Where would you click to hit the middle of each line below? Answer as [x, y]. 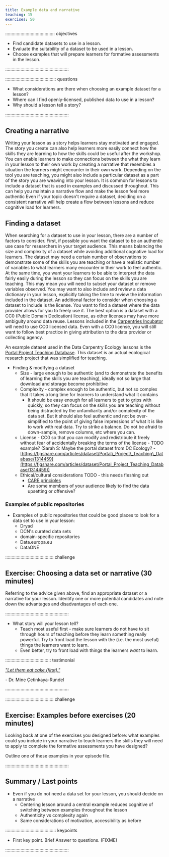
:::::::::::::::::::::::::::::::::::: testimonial [40, 660]
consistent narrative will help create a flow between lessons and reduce [80, 202]
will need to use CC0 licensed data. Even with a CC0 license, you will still [81, 327]
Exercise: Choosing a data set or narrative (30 [79, 573]
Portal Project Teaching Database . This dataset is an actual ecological [77, 352]
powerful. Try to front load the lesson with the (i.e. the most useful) [90, 640]
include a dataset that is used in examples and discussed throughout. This [82, 186]
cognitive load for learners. [33, 207]
